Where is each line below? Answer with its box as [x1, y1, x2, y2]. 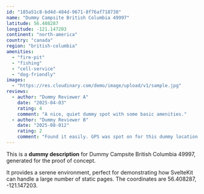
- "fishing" [12, 60, 43, 66]
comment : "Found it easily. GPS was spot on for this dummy [17, 134, 173, 140]
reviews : [6, 88, 29, 95]
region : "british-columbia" [6, 43, 78, 49]
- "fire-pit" [12, 54, 45, 60]
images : [6, 77, 26, 83]
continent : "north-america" [6, 32, 78, 38]
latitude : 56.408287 [6, 20, 59, 26]
